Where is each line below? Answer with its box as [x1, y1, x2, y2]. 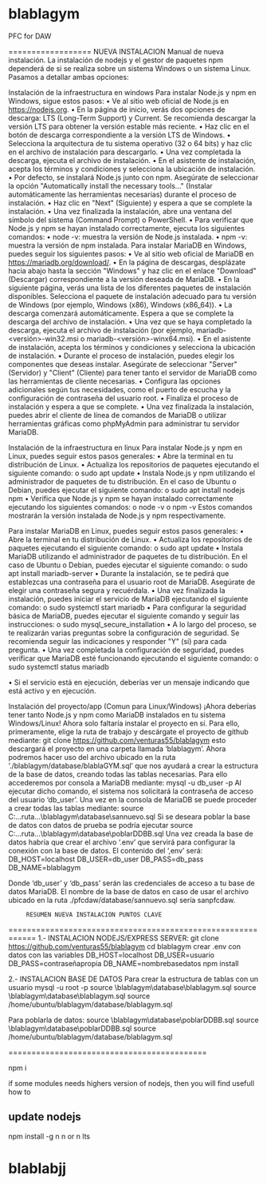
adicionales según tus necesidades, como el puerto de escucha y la [8, 384, 231, 394]
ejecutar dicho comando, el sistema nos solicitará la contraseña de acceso [8, 786, 253, 796]
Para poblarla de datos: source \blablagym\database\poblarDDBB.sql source [8, 1015, 259, 1024]
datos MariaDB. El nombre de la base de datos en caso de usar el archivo [8, 886, 249, 896]
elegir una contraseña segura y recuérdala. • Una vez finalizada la [8, 585, 226, 595]
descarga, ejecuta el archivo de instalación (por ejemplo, [8, 325, 195, 335]
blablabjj [8, 1159, 66, 1177]
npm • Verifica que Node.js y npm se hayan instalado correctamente [8, 493, 234, 503]
